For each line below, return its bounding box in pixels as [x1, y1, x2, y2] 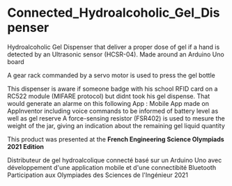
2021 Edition [7, 142, 44, 150]
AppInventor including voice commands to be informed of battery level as [7, 107, 219, 115]
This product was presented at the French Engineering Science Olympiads [7, 134, 224, 144]
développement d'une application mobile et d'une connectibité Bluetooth [7, 163, 217, 171]
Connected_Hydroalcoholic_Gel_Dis [7, 5, 220, 21]
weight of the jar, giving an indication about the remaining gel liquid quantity [7, 121, 225, 130]
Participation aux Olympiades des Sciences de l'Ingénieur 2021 [7, 171, 189, 179]
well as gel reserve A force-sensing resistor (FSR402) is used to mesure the [7, 114, 225, 123]
